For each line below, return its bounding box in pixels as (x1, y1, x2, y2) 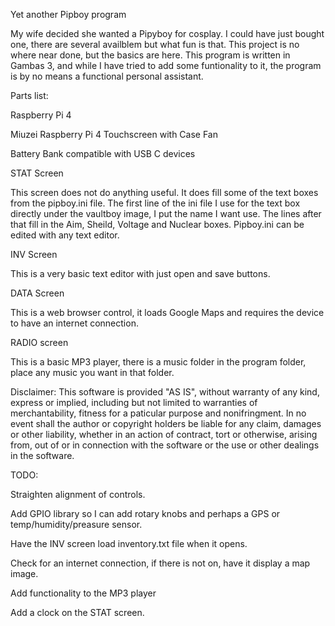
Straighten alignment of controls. (10, 489, 146, 500)
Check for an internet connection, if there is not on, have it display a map (10, 557, 311, 569)
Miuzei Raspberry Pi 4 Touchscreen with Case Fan (10, 129, 218, 140)
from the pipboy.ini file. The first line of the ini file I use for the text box (10, 197, 301, 209)
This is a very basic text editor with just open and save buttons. (10, 268, 271, 279)
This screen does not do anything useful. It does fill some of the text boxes (10, 187, 319, 198)
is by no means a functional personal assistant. (10, 70, 204, 82)
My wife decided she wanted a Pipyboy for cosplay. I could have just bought (10, 28, 325, 39)
